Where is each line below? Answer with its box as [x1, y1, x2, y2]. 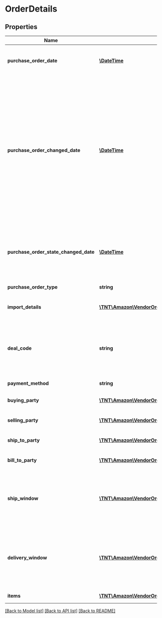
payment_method [7, 380, 49, 386]
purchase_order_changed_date [7, 147, 81, 154]
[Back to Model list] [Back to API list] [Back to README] [5, 608, 116, 614]
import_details [7, 304, 41, 310]
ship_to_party [7, 437, 40, 444]
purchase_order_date [7, 57, 58, 64]
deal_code [7, 345, 32, 352]
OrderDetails [5, 3, 57, 15]
